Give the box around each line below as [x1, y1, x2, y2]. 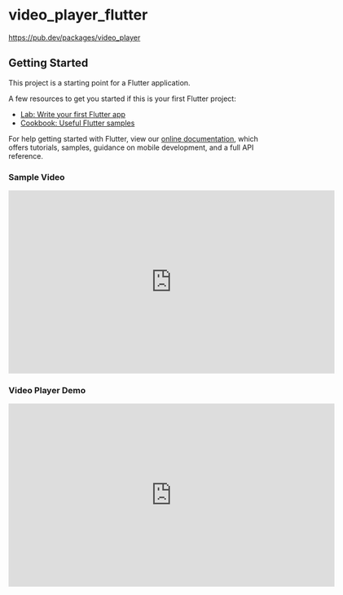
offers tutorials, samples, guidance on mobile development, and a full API [8, 142, 254, 152]
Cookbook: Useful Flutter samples [20, 118, 135, 128]
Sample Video [8, 171, 65, 182]
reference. [8, 151, 43, 160]
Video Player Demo [8, 384, 86, 396]
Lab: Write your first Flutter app [20, 109, 126, 119]
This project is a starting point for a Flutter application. [8, 77, 191, 87]
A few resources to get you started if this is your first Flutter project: [8, 94, 236, 103]
